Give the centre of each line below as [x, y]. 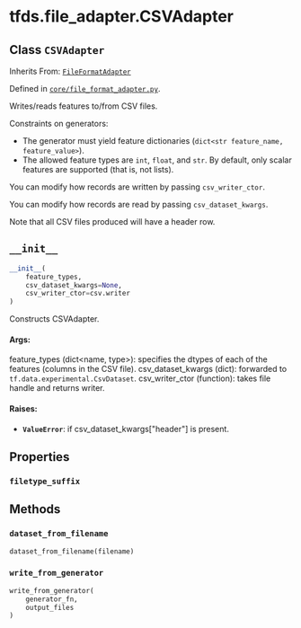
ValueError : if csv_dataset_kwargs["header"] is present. [125, 429]
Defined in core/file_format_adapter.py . [85, 88]
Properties [40, 457]
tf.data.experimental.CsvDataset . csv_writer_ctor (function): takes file [140, 378]
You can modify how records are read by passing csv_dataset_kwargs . [139, 204]
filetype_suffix [45, 481]
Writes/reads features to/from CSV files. [84, 106]
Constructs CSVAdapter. [54, 319]
